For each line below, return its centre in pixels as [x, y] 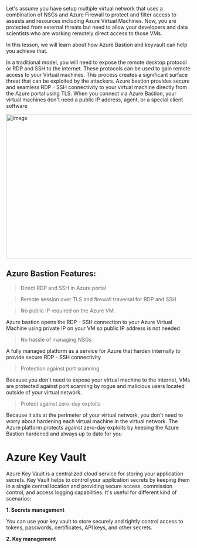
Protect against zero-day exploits [60, 403]
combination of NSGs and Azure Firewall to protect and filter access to [91, 15]
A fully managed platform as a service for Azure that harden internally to [93, 350]
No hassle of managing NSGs [56, 339]
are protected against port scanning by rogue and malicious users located [95, 386]
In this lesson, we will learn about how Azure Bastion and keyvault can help [97, 45]
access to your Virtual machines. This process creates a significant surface [97, 75]
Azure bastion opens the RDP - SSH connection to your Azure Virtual [89, 322]
